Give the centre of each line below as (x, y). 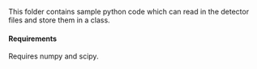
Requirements (33, 39)
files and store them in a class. (60, 20)
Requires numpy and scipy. (54, 56)
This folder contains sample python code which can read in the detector (129, 12)
